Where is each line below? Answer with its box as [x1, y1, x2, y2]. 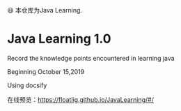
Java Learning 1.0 [7, 31, 111, 47]
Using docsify [7, 81, 47, 89]
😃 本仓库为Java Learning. [7, 6, 82, 14]
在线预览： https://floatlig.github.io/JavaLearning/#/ [7, 95, 155, 103]
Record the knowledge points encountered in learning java [7, 54, 175, 62]
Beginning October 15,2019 [7, 67, 85, 75]
